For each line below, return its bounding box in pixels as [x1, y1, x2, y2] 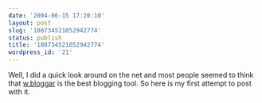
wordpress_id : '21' [8, 48, 73, 56]
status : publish [8, 33, 62, 42]
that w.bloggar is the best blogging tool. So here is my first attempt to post [8, 78, 252, 88]
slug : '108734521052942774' [8, 26, 102, 34]
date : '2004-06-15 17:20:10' [8, 11, 105, 20]
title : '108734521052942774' [8, 41, 105, 49]
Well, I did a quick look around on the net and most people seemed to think [8, 71, 254, 79]
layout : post [8, 19, 52, 27]
